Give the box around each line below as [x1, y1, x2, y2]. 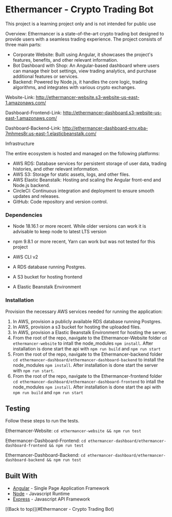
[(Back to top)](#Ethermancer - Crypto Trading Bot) [5, 506, 114, 512]
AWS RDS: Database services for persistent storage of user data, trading [12, 160, 167, 167]
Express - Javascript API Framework [12, 496, 90, 502]
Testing [5, 404, 30, 413]
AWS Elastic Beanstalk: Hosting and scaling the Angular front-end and [12, 176, 161, 183]
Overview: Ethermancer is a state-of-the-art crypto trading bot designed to [5, 30, 164, 36]
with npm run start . [12, 367, 55, 374]
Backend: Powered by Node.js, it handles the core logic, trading [12, 79, 148, 85]
